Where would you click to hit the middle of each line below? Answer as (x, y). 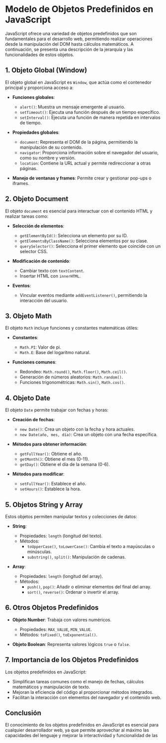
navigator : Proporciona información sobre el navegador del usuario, (89, 152)
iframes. (21, 183)
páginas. (28, 168)
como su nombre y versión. (48, 158)
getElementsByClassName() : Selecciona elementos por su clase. (84, 241)
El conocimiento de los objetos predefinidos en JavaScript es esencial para (82, 725)
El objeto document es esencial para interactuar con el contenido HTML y (79, 211)
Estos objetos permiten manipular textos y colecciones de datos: (71, 516)
